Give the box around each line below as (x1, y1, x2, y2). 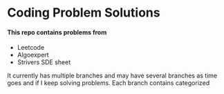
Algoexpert (17, 50, 50, 59)
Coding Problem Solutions (7, 5, 160, 21)
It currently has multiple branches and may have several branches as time (7, 71, 218, 80)
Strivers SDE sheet (17, 58, 71, 66)
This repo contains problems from (7, 28, 107, 36)
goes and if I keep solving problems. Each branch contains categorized (7, 79, 210, 87)
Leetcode (17, 44, 45, 52)
